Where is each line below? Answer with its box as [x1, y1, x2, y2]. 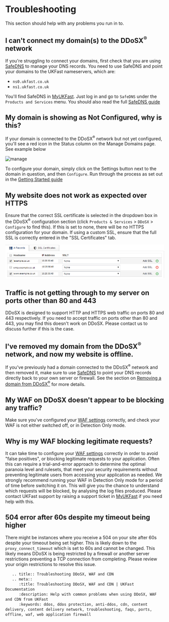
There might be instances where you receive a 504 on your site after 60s [5, 534, 157, 540]
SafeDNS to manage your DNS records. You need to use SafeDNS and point [5, 63, 163, 69]
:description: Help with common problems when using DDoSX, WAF [18, 592, 157, 597]
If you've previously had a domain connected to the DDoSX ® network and [5, 363, 158, 370]
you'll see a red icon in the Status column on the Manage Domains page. [5, 141, 156, 147]
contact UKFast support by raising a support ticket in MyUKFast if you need [5, 493, 162, 499]
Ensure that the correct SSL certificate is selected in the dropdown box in [5, 212, 158, 218]
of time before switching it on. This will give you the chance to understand [5, 482, 159, 488]
